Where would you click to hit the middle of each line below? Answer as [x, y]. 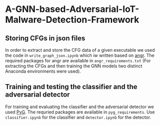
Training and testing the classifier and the [71, 87]
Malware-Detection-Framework [72, 20]
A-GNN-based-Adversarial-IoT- [72, 9]
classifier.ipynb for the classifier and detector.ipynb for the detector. [78, 117]
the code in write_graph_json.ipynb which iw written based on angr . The [80, 55]
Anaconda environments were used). [43, 71]
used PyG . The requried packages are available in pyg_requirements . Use [80, 112]
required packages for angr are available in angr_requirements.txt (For [78, 61]
